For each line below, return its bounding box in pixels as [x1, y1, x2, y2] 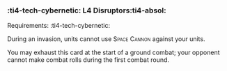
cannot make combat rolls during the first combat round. [7, 56, 169, 64]
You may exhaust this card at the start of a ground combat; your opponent [7, 48, 220, 57]
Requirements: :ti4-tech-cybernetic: [7, 22, 111, 30]
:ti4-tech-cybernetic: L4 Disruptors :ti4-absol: [7, 6, 166, 15]
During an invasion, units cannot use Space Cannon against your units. [7, 35, 205, 43]
